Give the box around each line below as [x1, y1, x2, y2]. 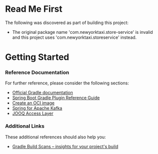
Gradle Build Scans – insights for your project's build [12, 143, 119, 149]
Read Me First [5, 3, 63, 15]
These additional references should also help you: [5, 134, 106, 140]
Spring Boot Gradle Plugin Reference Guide [12, 95, 100, 101]
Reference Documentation [5, 69, 70, 76]
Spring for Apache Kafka [12, 105, 62, 111]
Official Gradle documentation [12, 90, 74, 96]
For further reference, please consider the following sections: [5, 80, 129, 86]
